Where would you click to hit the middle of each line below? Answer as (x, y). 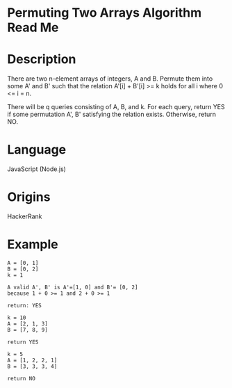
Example (33, 244)
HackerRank (25, 216)
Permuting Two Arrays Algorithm (105, 13)
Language (37, 150)
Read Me (33, 27)
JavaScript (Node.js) (36, 169)
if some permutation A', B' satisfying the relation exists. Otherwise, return (112, 114)
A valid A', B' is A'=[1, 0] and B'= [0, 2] (73, 287)
